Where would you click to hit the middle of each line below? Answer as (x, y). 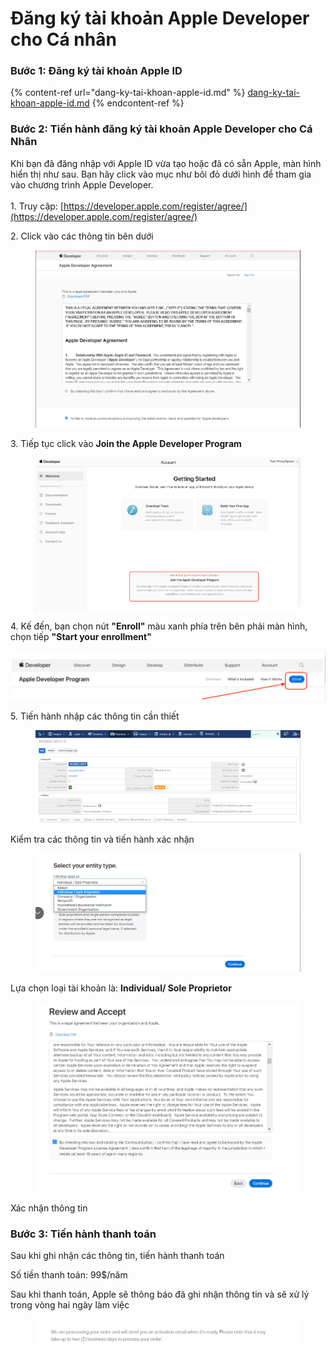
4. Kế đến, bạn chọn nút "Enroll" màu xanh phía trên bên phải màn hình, (159, 626)
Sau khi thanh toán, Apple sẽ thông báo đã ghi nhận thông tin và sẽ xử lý (160, 1294)
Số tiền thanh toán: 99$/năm (69, 1274)
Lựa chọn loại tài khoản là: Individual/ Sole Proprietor (121, 988)
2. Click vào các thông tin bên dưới (82, 236)
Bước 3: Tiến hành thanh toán (83, 1234)
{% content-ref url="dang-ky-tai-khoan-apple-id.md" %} (128, 93)
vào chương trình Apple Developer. (82, 184)
